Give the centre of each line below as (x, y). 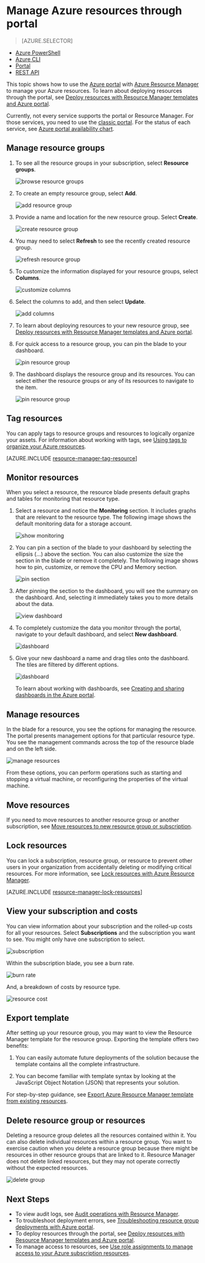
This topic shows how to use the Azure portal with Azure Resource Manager (103, 84)
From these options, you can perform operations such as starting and (94, 773)
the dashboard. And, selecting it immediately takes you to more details (104, 597)
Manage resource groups (56, 148)
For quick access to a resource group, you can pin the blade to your (101, 344)
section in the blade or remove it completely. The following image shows (106, 561)
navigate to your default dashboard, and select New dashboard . (96, 634)
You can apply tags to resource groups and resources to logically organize (101, 433)
